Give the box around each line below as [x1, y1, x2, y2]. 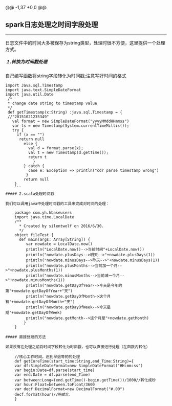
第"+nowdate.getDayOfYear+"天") [5, 288, 73, 294]
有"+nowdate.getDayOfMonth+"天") [5, 299, 75, 304]
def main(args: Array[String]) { [18, 237, 91, 242]
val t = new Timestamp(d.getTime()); [28, 150, 109, 155]
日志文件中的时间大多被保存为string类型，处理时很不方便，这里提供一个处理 [5, 39, 165, 46]
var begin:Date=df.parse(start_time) [14, 368, 95, 373]
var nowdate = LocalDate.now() [26, 241, 93, 246]
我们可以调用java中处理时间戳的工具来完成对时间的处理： [5, 201, 110, 206]
